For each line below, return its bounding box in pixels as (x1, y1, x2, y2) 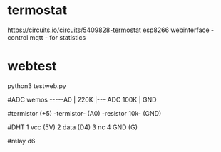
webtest (7, 58, 57, 75)
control (7, 33, 29, 41)
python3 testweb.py (7, 81, 66, 90)
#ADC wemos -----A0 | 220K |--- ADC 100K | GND (7, 95, 157, 104)
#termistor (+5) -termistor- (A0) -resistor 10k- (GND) (7, 109, 162, 117)
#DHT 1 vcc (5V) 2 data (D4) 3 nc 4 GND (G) (7, 123, 138, 131)
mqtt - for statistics (29, 33, 86, 41)
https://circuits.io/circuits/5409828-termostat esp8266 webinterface (7, 26, 210, 34)
